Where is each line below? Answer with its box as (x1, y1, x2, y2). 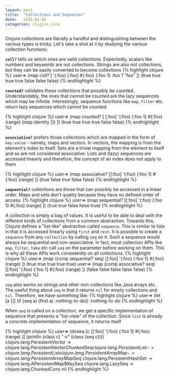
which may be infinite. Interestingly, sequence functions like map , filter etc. (5, 99, 164, 105)
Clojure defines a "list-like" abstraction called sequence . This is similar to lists (5, 223, 165, 229)
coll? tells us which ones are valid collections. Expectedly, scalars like (5, 56, 153, 62)
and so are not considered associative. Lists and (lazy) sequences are (5, 150, 151, 156)
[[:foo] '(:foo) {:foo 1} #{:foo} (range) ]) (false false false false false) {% (5, 266, 153, 272)
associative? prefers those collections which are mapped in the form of (5, 134, 156, 140)
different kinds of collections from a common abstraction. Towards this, (5, 218, 155, 224)
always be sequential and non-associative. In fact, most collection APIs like (5, 239, 162, 245)
